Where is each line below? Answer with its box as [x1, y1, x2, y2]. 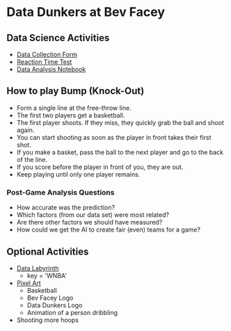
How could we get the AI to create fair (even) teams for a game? [16, 225, 201, 234]
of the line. [16, 155, 48, 163]
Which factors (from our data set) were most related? [16, 211, 170, 219]
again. [16, 126, 35, 134]
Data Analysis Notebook [16, 65, 86, 73]
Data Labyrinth [16, 264, 60, 272]
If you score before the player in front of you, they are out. [16, 163, 184, 171]
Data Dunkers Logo [26, 300, 83, 309]
